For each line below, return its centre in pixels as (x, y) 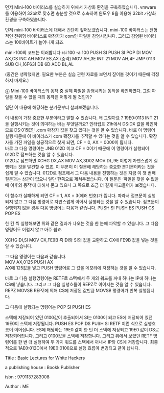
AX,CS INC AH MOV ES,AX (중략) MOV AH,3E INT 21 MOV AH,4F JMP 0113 (80, 59)
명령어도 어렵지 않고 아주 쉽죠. (34, 230)
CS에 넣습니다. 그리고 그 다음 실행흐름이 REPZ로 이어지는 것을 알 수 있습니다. (79, 284)
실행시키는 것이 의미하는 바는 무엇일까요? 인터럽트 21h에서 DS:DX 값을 (77, 124)
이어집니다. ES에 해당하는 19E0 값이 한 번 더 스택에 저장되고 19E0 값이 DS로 (86, 330)
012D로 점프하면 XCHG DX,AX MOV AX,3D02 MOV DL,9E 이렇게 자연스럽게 (79, 160)
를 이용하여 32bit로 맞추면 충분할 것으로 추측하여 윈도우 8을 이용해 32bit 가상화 (81, 13)
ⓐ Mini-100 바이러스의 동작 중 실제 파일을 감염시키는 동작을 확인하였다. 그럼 (78, 91)
